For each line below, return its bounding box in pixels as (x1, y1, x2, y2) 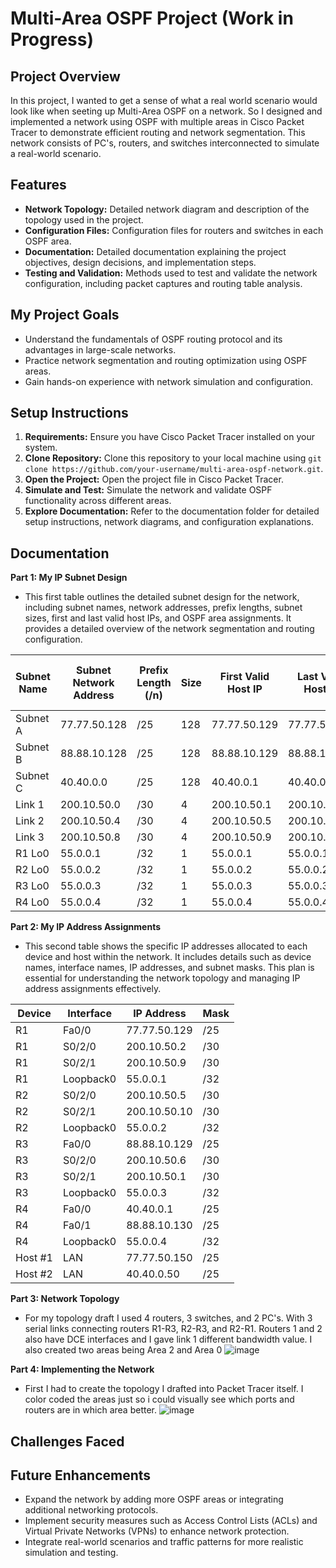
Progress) (10, 28, 95, 51)
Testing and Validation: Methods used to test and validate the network (24, 267, 318, 279)
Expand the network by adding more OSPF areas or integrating (24, 1493, 284, 1506)
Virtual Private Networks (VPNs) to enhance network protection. (24, 1525, 290, 1537)
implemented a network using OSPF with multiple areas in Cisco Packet (10, 116, 305, 127)
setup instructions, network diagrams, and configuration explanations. (24, 516, 314, 528)
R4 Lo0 (15, 895, 50, 909)
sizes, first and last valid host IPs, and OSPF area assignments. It (24, 612, 292, 624)
